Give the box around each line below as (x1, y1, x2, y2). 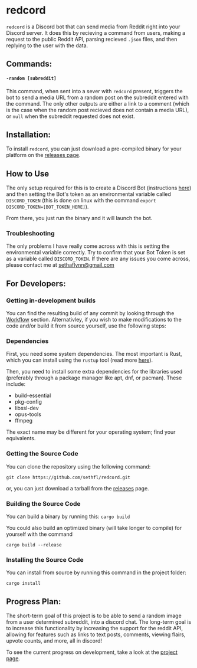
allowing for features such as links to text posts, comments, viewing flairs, (6, 631, 186, 638)
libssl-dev (14, 405, 40, 412)
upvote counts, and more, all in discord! (6, 637, 102, 644)
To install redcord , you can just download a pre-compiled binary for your (6, 145, 182, 152)
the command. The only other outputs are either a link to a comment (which (6, 100, 190, 107)
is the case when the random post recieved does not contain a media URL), (6, 106, 189, 113)
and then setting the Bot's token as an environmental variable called (6, 191, 171, 198)
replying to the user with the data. (6, 42, 88, 49)
